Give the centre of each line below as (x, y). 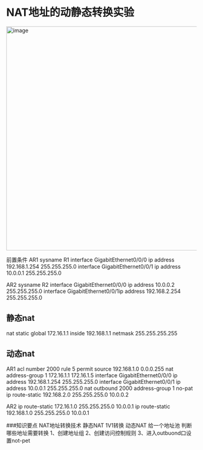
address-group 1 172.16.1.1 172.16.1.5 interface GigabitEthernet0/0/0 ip (92, 375)
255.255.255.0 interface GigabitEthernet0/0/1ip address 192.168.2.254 (94, 291)
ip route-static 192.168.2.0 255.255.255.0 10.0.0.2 (67, 394)
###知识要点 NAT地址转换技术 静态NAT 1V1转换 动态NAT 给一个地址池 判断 (99, 425)
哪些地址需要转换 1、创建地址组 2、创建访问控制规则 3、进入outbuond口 (96, 433)
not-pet (21, 440)
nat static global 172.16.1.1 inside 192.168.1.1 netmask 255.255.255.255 (92, 333)
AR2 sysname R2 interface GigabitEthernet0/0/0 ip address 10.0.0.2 (91, 284)
